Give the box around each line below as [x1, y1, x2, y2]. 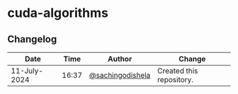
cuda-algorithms [7, 5, 108, 21]
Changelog [7, 33, 57, 45]
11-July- [11, 66, 44, 76]
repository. [157, 75, 193, 84]
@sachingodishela [89, 71, 151, 80]
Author [107, 54, 132, 64]
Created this [157, 66, 198, 76]
